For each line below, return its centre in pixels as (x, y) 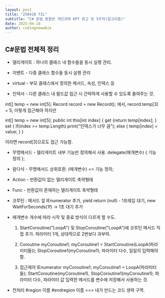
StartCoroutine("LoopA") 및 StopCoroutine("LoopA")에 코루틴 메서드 (87, 227)
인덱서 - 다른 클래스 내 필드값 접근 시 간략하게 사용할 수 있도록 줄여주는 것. (83, 93)
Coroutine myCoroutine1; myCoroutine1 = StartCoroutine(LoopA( (85, 244)
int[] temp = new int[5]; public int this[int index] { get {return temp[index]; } (81, 120)
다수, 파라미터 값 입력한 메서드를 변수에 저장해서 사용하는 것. (91, 279)
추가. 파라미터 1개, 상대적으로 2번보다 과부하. (68, 234)
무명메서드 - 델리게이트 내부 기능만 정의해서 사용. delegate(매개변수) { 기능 (84, 152)
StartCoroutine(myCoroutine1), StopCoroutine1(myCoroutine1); (91, 273)
